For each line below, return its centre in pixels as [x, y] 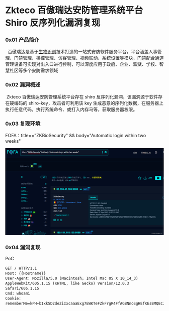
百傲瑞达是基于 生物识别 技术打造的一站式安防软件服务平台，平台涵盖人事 [82, 52]
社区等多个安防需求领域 [34, 70]
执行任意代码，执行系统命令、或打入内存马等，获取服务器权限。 [71, 109]
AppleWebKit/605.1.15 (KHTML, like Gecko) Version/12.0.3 [67, 284]
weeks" [13, 141]
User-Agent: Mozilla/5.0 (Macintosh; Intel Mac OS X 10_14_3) [72, 279]
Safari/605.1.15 [22, 289]
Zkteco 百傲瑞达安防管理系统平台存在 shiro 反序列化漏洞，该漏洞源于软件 [82, 96]
